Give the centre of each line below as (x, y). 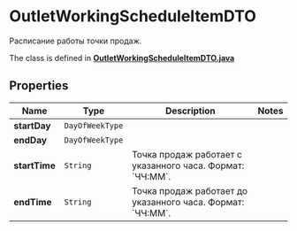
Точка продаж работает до (190, 190)
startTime (34, 166)
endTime (33, 202)
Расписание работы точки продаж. (76, 41)
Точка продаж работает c (187, 154)
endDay (30, 140)
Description (190, 111)
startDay (32, 126)
